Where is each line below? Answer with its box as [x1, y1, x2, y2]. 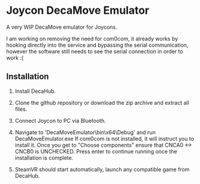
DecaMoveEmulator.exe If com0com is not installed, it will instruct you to [14, 135, 195, 142]
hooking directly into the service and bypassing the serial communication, [6, 41, 189, 49]
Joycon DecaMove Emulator [6, 4, 150, 17]
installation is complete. [14, 154, 74, 161]
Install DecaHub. [14, 88, 56, 95]
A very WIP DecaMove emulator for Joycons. [6, 23, 117, 31]
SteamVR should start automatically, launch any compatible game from [14, 165, 190, 173]
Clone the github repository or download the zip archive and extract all [14, 99, 190, 106]
